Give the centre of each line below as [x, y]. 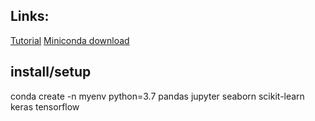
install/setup [51, 72]
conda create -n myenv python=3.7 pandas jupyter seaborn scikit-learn [157, 96]
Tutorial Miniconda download [70, 40]
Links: [30, 16]
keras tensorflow [45, 106]
